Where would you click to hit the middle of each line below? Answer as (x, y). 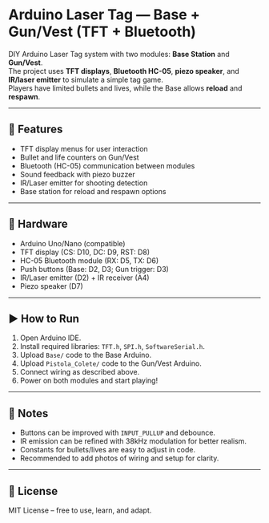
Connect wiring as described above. (80, 372)
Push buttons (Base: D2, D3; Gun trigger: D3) (94, 269)
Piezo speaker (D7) (52, 286)
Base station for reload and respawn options (93, 191)
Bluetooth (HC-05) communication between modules (107, 165)
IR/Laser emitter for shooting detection (84, 183)
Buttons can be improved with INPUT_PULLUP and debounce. (118, 433)
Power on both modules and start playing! (89, 381)
